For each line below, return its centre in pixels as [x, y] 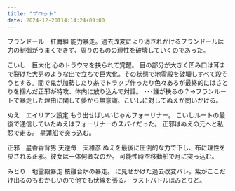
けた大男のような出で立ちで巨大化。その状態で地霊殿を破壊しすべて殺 [121, 74]
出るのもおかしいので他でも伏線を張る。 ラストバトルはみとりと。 [109, 180]
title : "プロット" [32, 14]
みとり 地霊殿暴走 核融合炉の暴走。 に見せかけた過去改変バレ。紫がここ [113, 171]
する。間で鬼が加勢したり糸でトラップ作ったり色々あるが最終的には [117, 82]
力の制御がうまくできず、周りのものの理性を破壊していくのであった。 [108, 50]
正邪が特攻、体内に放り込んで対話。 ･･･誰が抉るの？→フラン [126, 91]
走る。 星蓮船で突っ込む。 [57, 132]
